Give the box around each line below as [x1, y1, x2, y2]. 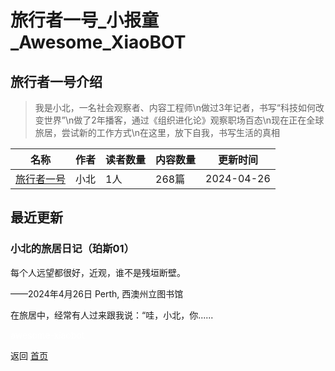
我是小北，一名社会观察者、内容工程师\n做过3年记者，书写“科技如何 [34, 102, 316, 113]
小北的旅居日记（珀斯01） [10, 242, 135, 256]
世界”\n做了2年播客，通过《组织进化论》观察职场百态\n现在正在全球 [43, 114, 325, 126]
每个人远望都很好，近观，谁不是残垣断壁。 [10, 266, 186, 278]
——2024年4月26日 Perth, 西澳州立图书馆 [10, 287, 184, 300]
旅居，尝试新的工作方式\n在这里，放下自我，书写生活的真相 [34, 127, 281, 138]
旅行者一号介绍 [10, 73, 103, 90]
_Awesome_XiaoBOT [10, 31, 187, 54]
